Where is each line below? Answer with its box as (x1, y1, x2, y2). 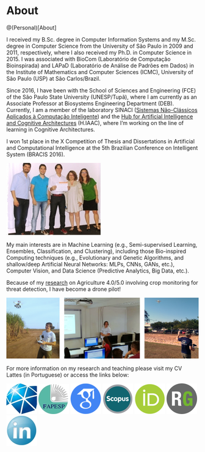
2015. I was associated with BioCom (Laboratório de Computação (6, 55, 171, 62)
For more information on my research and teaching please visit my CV (6, 365, 182, 372)
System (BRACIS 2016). (6, 151, 65, 158)
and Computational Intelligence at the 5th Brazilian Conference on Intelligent (6, 144, 198, 151)
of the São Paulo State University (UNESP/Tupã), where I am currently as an (6, 93, 197, 100)
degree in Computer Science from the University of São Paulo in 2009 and (6, 42, 193, 50)
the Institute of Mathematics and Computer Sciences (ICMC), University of (6, 68, 193, 75)
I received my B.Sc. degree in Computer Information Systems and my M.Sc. (6, 36, 196, 43)
